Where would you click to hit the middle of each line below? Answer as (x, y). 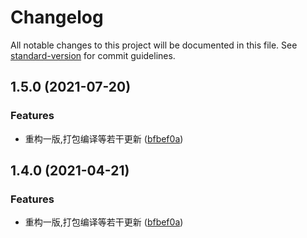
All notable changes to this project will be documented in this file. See (154, 45)
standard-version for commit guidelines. (93, 55)
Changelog (57, 17)
